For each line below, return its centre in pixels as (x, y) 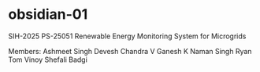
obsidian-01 (48, 14)
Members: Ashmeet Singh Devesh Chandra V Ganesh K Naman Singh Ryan (130, 51)
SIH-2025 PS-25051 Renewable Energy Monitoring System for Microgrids (127, 36)
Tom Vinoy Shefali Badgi (48, 59)
